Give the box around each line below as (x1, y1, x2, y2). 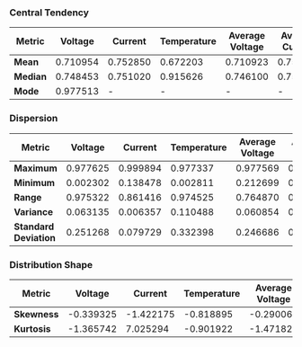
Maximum (13, 162, 58, 174)
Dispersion (9, 112, 58, 125)
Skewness (13, 307, 59, 320)
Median (13, 70, 48, 83)
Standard (13, 220, 55, 233)
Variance (13, 205, 54, 218)
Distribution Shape (9, 258, 93, 271)
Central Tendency (9, 6, 90, 19)
